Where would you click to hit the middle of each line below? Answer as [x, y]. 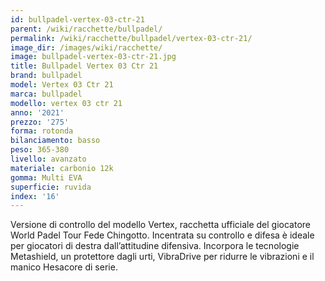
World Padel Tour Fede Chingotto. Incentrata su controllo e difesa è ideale [162, 235]
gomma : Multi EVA [46, 177]
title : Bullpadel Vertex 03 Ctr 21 [84, 66]
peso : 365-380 [40, 150]
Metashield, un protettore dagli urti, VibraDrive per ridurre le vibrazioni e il [162, 257]
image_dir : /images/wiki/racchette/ [86, 47]
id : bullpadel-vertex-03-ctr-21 [77, 19]
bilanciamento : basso [55, 141]
